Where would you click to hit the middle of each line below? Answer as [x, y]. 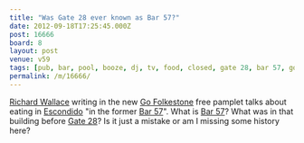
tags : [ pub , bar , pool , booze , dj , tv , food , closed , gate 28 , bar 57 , [147, 68]
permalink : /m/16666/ [50, 76]
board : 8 [26, 43]
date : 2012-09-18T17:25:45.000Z [70, 26]
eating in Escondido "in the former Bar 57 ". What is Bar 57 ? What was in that [152, 111]
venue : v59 [30, 59]
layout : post [34, 51]
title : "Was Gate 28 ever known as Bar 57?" [95, 18]
